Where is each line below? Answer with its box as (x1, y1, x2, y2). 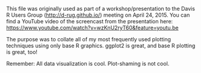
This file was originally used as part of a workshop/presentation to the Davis (6, 5, 196, 12)
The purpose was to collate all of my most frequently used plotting (6, 36, 172, 42)
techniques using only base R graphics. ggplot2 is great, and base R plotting (6, 42, 196, 49)
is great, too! (6, 48, 38, 56)
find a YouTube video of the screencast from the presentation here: (6, 18, 173, 25)
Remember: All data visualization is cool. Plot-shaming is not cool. (6, 60, 170, 67)
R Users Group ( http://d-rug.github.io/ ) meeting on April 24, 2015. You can (6, 11, 190, 19)
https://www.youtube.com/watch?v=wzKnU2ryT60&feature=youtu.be (6, 24, 179, 31)
